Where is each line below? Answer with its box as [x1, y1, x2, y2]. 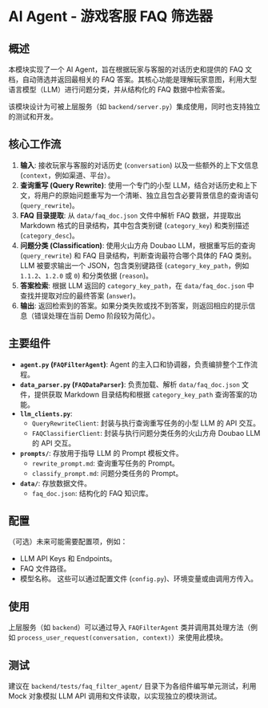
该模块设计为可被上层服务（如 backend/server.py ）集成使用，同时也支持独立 [8, 102, 261, 111]
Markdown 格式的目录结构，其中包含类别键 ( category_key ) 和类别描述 [19, 220, 250, 230]
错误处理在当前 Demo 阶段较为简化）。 [34, 311, 160, 320]
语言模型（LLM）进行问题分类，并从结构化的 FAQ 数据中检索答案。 [8, 85, 230, 94]
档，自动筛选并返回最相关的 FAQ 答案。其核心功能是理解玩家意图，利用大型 [8, 75, 258, 84]
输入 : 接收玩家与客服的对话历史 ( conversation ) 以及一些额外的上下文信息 [19, 160, 258, 169]
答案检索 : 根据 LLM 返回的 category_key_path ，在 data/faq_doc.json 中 [19, 280, 254, 290]
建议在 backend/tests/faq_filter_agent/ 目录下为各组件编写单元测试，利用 [8, 682, 257, 691]
